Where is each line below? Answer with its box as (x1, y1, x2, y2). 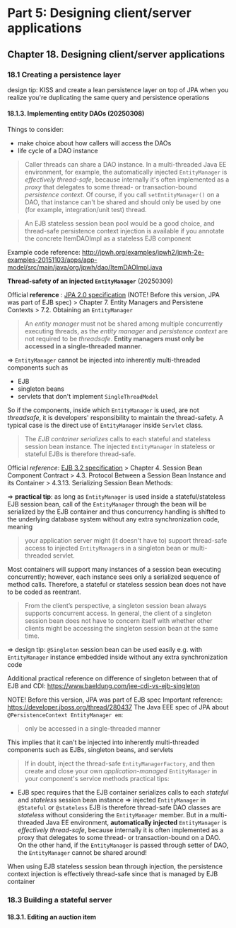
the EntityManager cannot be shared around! (17, 849, 147, 857)
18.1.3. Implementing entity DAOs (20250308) (7, 109, 145, 118)
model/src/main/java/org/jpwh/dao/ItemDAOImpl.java (7, 263, 163, 272)
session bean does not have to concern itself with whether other (24, 617, 213, 625)
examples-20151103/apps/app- (7, 255, 98, 264)
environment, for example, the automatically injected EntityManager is (24, 168, 228, 177)
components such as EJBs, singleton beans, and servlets (7, 746, 174, 754)
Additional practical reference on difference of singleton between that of (7, 674, 218, 683)
